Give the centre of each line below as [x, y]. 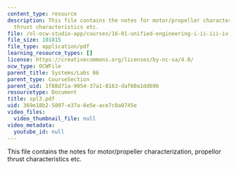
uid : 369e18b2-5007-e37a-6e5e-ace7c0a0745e [72, 106]
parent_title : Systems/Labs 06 [53, 73]
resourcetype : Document [42, 92]
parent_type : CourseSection [49, 79]
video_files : [26, 112]
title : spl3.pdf [31, 99]
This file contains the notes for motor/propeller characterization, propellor [114, 151]
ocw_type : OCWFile [34, 66]
